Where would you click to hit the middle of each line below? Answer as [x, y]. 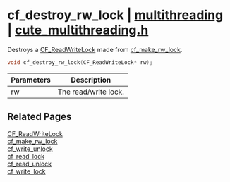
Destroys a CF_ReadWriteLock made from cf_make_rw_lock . [95, 49]
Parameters [31, 80]
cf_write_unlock [30, 149]
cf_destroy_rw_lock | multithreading [115, 15]
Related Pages [40, 117]
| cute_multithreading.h [78, 30]
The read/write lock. [91, 92]
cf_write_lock [26, 171]
